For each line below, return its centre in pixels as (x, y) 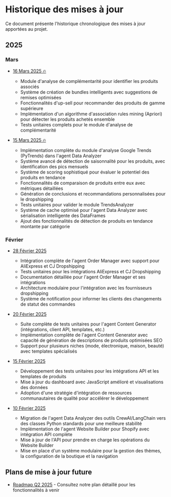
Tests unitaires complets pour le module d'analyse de (77, 124)
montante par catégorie (45, 226)
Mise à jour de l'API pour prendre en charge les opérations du (85, 440)
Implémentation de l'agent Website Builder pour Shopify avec (85, 429)
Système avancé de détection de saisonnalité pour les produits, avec (93, 161)
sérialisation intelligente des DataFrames (63, 215)
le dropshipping (37, 199)
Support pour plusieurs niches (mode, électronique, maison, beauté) (92, 345)
